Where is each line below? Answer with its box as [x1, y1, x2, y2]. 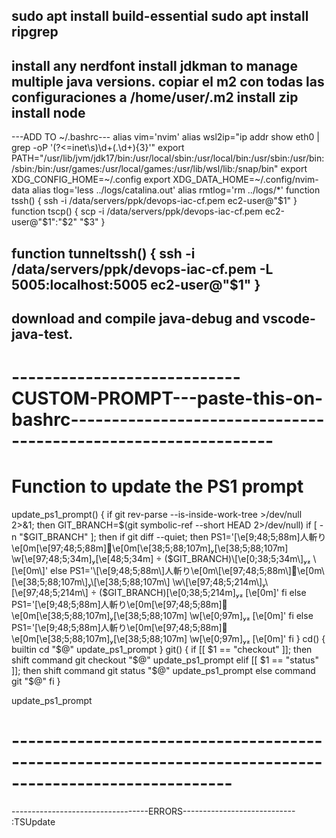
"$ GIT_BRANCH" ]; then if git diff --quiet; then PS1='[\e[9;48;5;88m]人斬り [19, 531, 327, 543]
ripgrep [11, 24, 59, 41]
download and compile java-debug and [11, 310, 260, 327]
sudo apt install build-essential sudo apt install [11, 8, 309, 25]
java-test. [11, 325, 74, 343]
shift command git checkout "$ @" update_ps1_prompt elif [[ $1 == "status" [11, 654, 319, 666]
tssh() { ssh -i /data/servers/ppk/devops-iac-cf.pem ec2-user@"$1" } [11, 195, 298, 207]
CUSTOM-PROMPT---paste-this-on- [11, 387, 324, 410]
